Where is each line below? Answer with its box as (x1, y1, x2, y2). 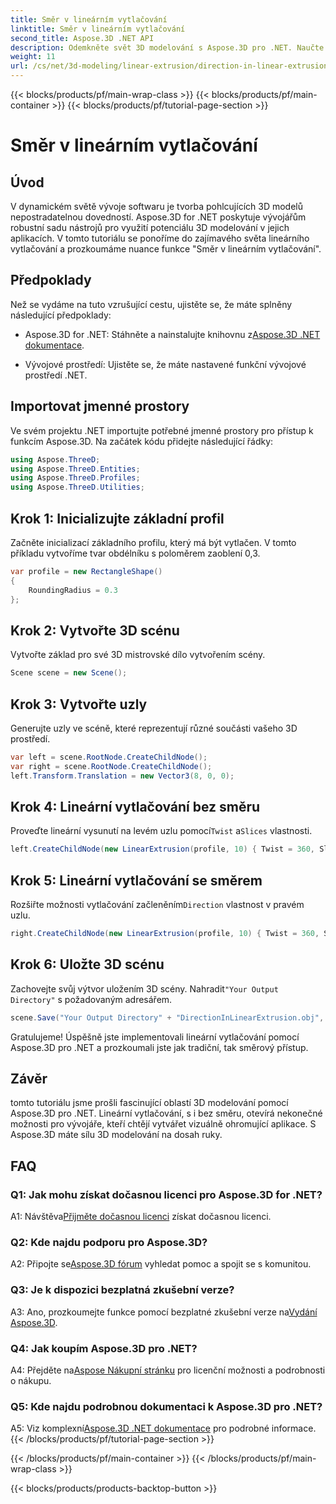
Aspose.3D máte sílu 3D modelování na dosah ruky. (10, 1129, 223, 1141)
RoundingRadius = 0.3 (28, 585, 118, 595)
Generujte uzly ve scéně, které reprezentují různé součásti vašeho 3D (10, 722, 298, 734)
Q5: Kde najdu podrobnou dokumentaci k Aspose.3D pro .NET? (10, 1399, 323, 1413)
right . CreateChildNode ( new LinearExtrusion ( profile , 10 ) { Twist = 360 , (10, 929, 320, 939)
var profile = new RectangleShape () (10, 566, 163, 576)
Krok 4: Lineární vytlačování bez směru (10, 798, 261, 815)
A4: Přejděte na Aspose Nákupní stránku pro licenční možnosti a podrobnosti (10, 1364, 326, 1376)
